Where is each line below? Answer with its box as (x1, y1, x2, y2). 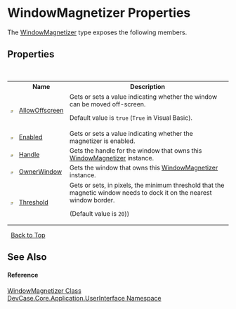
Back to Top (10, 231, 46, 239)
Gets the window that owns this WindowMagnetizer (69, 163, 218, 172)
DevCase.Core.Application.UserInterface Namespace (7, 294, 162, 302)
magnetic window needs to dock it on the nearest (69, 188, 212, 197)
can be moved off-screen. (69, 99, 146, 108)
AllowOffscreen (18, 106, 64, 114)
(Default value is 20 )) (69, 209, 130, 218)
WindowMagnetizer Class (7, 286, 82, 295)
